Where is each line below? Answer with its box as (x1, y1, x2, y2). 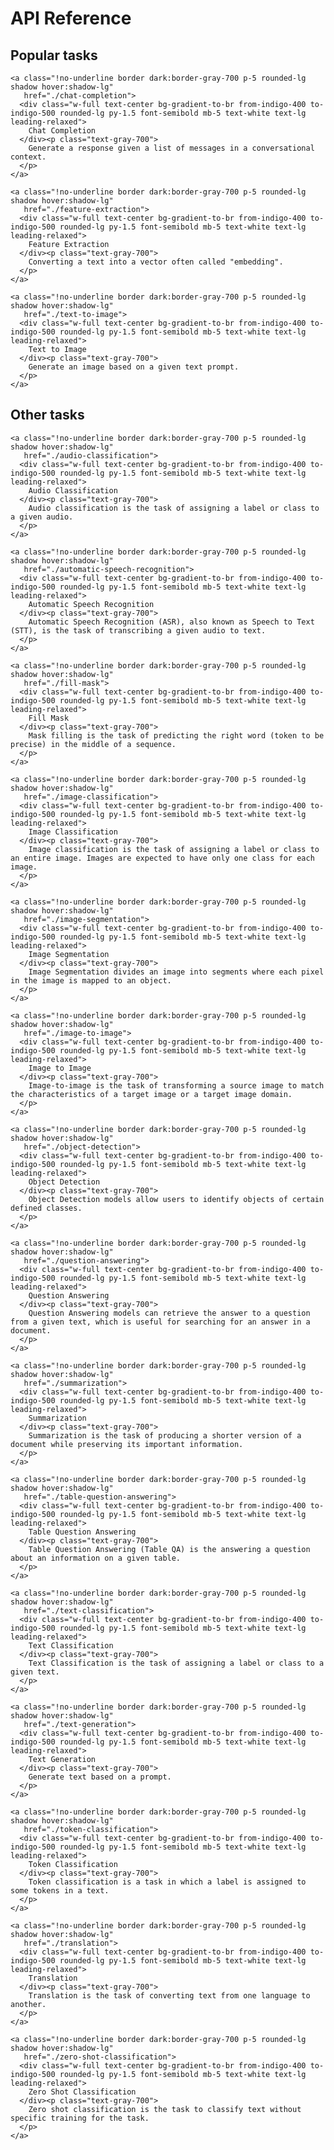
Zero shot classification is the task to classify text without (28, 2104, 302, 2114)
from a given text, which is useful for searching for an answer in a (10, 1317, 311, 1327)
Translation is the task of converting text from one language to (28, 1990, 311, 2001)
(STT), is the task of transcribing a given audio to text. (10, 625, 267, 636)
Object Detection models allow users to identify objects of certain (28, 1194, 325, 1204)
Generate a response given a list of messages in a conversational (28, 143, 315, 153)
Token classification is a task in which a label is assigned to (28, 1877, 307, 1887)
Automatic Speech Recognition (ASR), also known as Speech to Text (28, 617, 315, 627)
